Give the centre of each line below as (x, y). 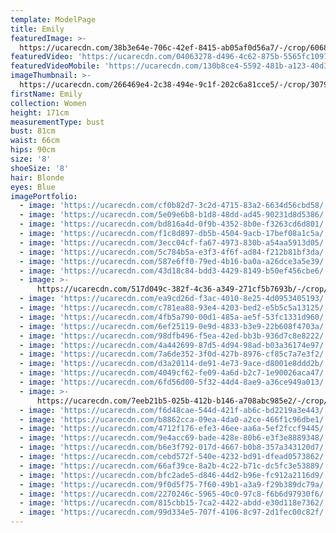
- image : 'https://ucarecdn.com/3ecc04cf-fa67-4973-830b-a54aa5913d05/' (174, 242)
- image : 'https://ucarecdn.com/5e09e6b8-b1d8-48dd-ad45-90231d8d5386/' (174, 215)
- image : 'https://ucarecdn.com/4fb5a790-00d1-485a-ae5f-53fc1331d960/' (174, 317)
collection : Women (48, 103)
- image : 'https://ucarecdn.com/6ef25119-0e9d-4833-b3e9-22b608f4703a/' (174, 326)
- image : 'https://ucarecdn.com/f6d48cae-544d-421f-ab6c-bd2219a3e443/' (174, 410)
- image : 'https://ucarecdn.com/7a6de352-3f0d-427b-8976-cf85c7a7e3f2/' (174, 354)
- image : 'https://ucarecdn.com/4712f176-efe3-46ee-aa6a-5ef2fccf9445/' (174, 429)
